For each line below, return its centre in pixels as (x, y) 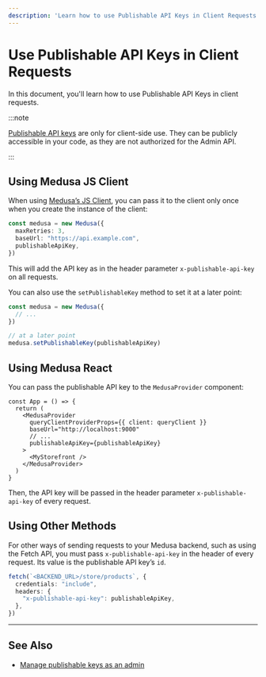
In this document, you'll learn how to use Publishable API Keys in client (123, 94)
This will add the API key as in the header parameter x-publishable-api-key (131, 268)
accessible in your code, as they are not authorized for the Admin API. (122, 141)
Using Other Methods (62, 526)
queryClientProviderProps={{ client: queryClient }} (118, 422)
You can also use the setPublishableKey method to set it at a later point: (125, 292)
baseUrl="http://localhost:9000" (84, 429)
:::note (19, 117)
